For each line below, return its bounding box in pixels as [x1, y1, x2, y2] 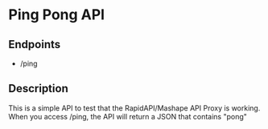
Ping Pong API [8, 6, 105, 24]
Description [8, 82, 68, 95]
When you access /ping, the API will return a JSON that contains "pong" [8, 111, 248, 121]
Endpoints [8, 38, 61, 51]
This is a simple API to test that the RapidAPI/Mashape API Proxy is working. [8, 103, 261, 113]
